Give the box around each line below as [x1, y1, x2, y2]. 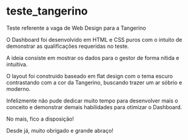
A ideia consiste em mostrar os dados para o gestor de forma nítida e [6, 54, 180, 61]
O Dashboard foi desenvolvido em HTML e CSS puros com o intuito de [6, 36, 183, 43]
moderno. [6, 85, 31, 92]
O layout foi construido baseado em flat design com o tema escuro [6, 72, 173, 79]
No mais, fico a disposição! [6, 115, 74, 122]
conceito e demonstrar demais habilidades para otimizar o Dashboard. [6, 103, 183, 110]
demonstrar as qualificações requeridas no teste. [6, 42, 129, 50]
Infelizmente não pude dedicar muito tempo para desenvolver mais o [6, 97, 178, 104]
